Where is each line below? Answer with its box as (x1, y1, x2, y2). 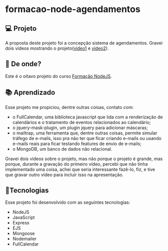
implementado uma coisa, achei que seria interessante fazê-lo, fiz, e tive (5, 166, 155, 172)
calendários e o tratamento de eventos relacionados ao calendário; (12, 119, 151, 125)
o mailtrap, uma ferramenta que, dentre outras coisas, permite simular (12, 130, 157, 136)
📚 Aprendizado (5, 88, 55, 97)
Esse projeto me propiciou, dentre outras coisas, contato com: (5, 104, 134, 110)
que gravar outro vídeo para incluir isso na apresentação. (5, 172, 124, 178)
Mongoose (12, 230, 35, 236)
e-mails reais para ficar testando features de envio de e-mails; (12, 141, 142, 147)
